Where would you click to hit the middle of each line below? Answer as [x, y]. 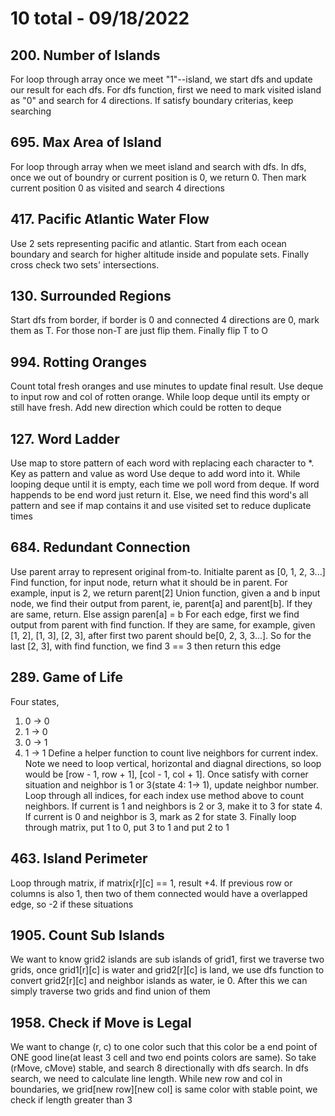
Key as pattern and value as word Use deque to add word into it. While [155, 474]
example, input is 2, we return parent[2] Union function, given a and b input [165, 593]
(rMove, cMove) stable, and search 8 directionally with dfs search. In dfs [159, 1068]
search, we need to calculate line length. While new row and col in [146, 1079]
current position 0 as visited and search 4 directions [117, 188]
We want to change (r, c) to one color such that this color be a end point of [164, 1047]
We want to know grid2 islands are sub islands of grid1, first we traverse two [167, 959]
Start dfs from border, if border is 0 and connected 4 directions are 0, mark [165, 320]
